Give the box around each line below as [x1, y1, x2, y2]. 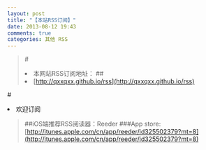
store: [144, 119, 161, 128]
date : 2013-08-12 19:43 [7, 23, 77, 30]
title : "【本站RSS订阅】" [7, 17, 77, 24]
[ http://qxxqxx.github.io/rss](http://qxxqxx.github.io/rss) [33, 77, 195, 85]
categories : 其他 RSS [7, 36, 68, 43]
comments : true [7, 29, 52, 37]
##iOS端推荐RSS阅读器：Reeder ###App [24, 119, 143, 128]
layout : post [7, 10, 45, 17]
